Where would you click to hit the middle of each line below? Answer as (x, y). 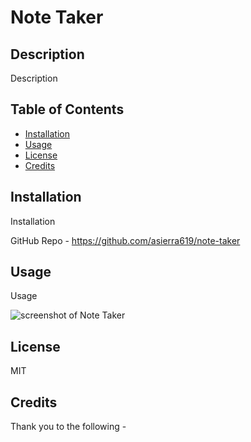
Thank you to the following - (68, 427)
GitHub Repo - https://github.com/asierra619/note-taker (125, 240)
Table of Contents (67, 109)
